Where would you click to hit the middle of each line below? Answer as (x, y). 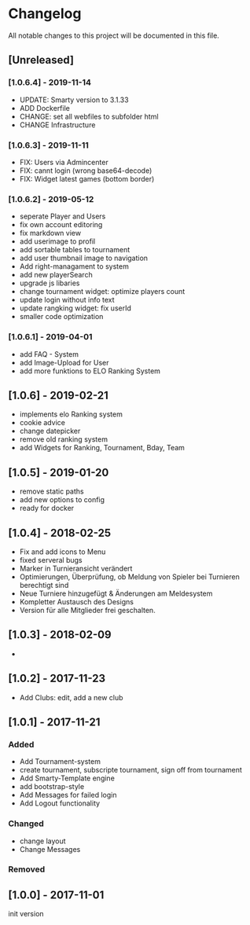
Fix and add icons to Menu (63, 552)
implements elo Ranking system (71, 414)
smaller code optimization (61, 317)
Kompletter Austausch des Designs (76, 601)
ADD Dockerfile (45, 108)
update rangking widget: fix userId (75, 308)
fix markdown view (50, 233)
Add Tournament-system (60, 762)
